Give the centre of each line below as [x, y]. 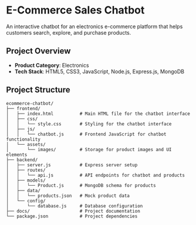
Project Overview [38, 51]
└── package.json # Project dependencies [72, 216]
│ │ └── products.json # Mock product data [68, 196]
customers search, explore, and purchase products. [69, 32]
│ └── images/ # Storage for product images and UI [89, 149]
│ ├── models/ [26, 180]
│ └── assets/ [26, 144]
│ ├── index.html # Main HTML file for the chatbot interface [98, 114]
